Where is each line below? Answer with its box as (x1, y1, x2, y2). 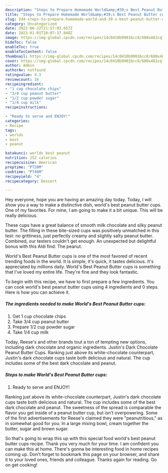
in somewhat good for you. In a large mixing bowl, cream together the (5, 421, 149, 427)
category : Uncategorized (5, 21, 57, 26)
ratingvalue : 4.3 (5, 72, 41, 77)
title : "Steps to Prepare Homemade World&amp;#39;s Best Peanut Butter (5, 12, 157, 17)
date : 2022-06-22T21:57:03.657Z (5, 26, 72, 31)
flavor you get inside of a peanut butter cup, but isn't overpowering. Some (5, 410, 158, 416)
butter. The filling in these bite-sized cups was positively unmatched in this (5, 228, 159, 234)
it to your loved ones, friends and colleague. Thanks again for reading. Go (5, 457, 157, 463)
